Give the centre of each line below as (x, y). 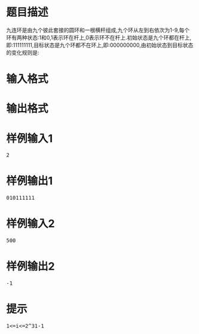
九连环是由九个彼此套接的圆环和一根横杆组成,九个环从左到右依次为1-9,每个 (98, 30)
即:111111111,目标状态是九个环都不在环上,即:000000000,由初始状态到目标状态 (100, 45)
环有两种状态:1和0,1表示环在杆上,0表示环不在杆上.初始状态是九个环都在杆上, (99, 37)
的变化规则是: (23, 52)
